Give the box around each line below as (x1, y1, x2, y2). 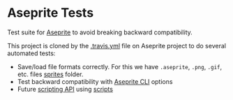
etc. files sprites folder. (17, 70, 84, 78)
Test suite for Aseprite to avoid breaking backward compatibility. (7, 28, 193, 36)
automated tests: (7, 49, 56, 57)
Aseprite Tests (7, 5, 94, 21)
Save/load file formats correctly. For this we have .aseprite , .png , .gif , (17, 62, 223, 71)
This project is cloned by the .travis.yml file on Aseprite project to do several (7, 41, 227, 50)
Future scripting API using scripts (17, 85, 114, 93)
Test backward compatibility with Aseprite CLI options (17, 77, 173, 85)
